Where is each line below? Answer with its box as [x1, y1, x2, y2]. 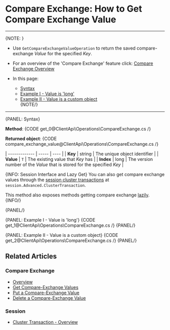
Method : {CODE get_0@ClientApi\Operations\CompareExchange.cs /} [5, 126, 151, 132]
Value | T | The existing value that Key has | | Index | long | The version [5, 156, 153, 162]
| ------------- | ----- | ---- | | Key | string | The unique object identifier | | [5, 150, 159, 157]
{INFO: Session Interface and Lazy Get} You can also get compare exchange [5, 171, 165, 177]
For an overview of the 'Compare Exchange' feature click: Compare [12, 60, 153, 66]
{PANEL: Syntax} [5, 116, 40, 122]
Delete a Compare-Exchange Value [12, 295, 86, 301]
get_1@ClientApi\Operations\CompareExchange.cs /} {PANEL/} [5, 222, 136, 228]
